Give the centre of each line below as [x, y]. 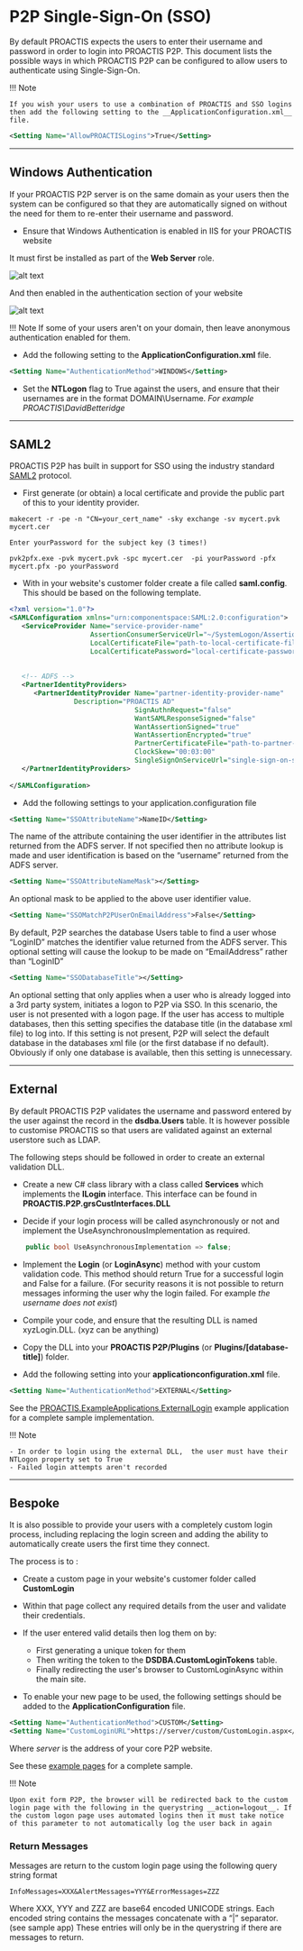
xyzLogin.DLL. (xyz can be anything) [91, 1329]
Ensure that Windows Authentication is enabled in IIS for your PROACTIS [157, 231]
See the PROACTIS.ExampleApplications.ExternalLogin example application [149, 1407]
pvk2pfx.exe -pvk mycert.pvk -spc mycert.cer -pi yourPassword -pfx [143, 559]
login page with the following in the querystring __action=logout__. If [151, 1808]
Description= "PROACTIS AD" [124, 701]
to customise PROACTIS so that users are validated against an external [141, 1130]
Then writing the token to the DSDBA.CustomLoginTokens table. [156, 1660]
